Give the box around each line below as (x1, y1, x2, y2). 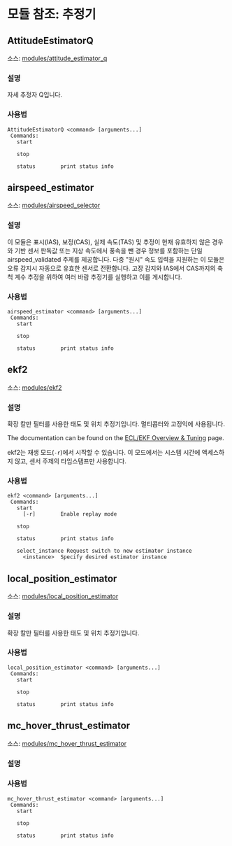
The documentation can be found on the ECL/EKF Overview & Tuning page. (7, 434, 225, 442)
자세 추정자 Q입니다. (7, 90, 63, 99)
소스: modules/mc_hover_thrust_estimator (7, 739, 127, 747)
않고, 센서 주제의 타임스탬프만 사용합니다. (14, 457, 127, 465)
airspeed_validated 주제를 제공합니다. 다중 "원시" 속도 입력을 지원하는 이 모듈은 (7, 255, 225, 263)
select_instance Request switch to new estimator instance (16, 547, 192, 555)
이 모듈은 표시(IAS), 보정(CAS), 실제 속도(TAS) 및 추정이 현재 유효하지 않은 (7, 237, 211, 246)
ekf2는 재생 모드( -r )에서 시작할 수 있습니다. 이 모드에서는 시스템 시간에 (7, 449, 201, 457)
